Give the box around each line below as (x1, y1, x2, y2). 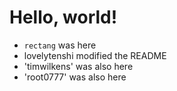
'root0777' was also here (23, 71, 127, 83)
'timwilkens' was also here (23, 60, 134, 72)
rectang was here (23, 39, 97, 51)
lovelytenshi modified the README (23, 49, 167, 61)
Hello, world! (9, 6, 118, 29)
